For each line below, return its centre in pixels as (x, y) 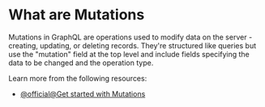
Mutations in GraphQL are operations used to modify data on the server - (130, 37)
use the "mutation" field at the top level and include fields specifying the (129, 54)
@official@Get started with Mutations (83, 93)
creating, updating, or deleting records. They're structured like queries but (132, 45)
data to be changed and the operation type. (81, 63)
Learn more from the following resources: (78, 78)
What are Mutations (77, 15)
